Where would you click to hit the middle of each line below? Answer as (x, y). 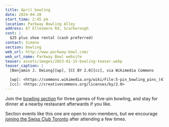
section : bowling (23, 47)
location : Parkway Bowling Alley (40, 24)
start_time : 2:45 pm (27, 19)
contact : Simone (22, 43)
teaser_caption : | (24, 66)
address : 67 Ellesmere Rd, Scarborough (47, 29)
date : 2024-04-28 (23, 15)
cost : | (13, 33)
